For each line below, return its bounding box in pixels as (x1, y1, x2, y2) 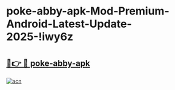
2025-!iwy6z (6, 30, 74, 43)
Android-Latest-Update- (6, 17, 132, 31)
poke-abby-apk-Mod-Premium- (6, 4, 170, 18)
